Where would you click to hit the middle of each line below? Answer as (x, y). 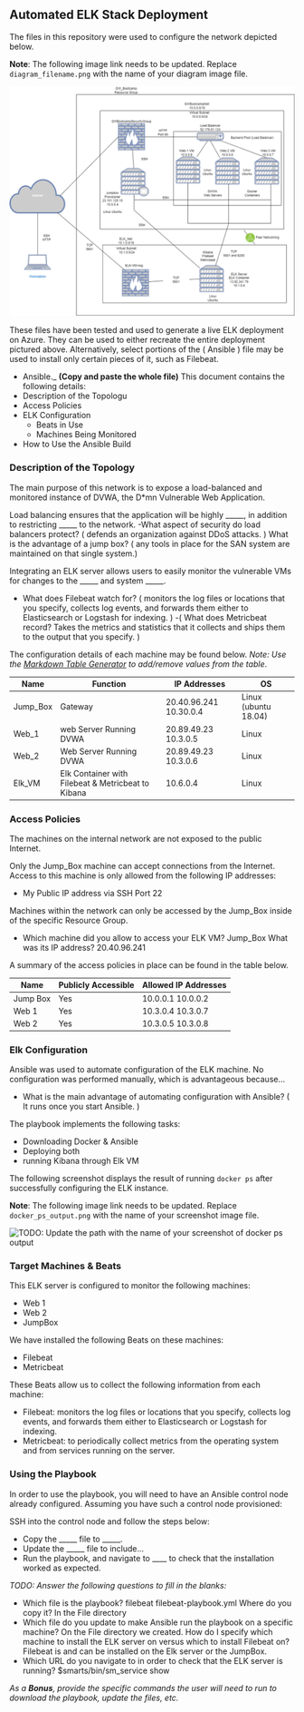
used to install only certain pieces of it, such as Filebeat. (114, 359)
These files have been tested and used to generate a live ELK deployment (147, 330)
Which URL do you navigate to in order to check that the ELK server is (152, 1660)
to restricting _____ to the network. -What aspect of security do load (135, 524)
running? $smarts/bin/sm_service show (96, 1670)
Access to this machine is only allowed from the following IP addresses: (143, 876)
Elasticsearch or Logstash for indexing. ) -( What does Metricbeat (144, 617)
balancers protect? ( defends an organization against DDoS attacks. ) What (149, 533)
